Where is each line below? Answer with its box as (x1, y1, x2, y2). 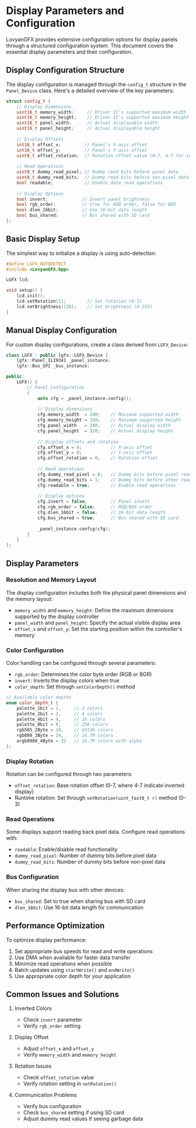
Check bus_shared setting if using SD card (23, 1109, 124, 1116)
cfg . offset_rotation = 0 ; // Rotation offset (37, 455, 158, 461)
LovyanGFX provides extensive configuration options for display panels (6, 36, 178, 43)
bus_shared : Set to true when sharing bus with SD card (14, 898, 146, 905)
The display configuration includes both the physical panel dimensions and (6, 589, 187, 596)
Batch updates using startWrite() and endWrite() (14, 966, 135, 973)
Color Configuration (6, 646, 64, 654)
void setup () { (6, 288, 43, 294)
